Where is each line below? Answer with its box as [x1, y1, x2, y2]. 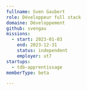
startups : [6, 58, 31, 64]
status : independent [17, 48, 68, 54]
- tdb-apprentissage [11, 64, 63, 70]
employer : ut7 [17, 53, 52, 59]
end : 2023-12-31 [17, 42, 58, 48]
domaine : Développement [6, 20, 66, 26]
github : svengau [6, 25, 46, 32]
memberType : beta [6, 70, 49, 76]
